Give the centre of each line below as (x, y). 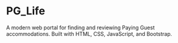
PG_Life (26, 11)
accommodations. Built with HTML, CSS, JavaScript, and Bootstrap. (89, 33)
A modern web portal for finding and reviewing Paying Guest (80, 27)
